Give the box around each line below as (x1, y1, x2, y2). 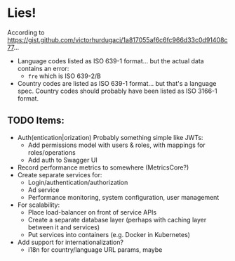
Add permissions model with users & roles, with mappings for (27, 141, 206, 149)
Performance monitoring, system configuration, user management (27, 193, 220, 201)
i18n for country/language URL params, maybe (27, 245, 163, 254)
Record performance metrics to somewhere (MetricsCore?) (17, 163, 189, 172)
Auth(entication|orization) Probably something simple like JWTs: (17, 133, 203, 141)
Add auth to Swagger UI (27, 155, 98, 164)
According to (7, 28, 45, 37)
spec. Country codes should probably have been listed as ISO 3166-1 (17, 87, 217, 95)
